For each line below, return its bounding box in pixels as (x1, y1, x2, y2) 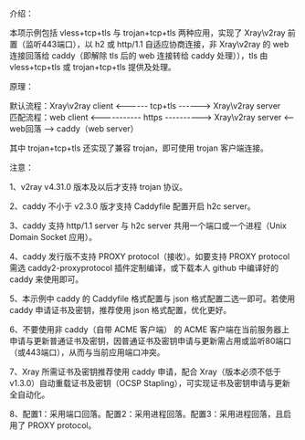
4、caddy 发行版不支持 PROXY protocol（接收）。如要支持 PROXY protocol (9, 251, 290, 262)
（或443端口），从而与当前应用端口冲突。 (9, 347, 165, 358)
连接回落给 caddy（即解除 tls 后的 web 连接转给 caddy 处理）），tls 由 (9, 50, 268, 61)
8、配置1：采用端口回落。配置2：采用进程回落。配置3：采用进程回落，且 (9, 409, 284, 419)
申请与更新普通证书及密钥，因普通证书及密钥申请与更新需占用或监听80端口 (9, 336, 292, 346)
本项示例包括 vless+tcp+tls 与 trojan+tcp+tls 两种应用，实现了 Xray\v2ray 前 (9, 27, 297, 38)
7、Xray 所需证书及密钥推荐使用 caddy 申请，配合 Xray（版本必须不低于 (9, 366, 281, 377)
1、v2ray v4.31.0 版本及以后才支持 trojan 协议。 (9, 182, 188, 192)
